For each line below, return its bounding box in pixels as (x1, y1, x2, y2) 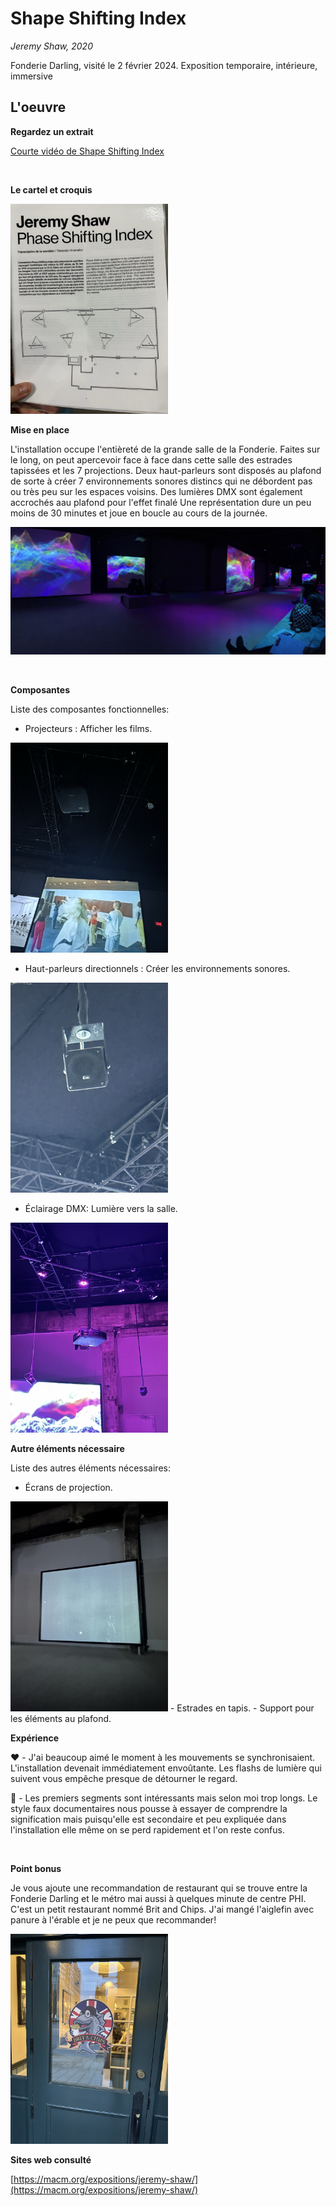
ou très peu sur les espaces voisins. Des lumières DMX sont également (10, 485, 303, 497)
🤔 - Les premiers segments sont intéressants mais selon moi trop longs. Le (10, 1792, 318, 1804)
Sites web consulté (10, 2154, 92, 2166)
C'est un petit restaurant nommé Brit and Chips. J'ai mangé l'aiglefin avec (10, 1903, 315, 1915)
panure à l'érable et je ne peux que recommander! (10, 1914, 217, 1926)
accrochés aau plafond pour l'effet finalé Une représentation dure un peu (10, 496, 312, 508)
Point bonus (10, 1863, 62, 1874)
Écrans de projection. (24, 1482, 113, 1493)
